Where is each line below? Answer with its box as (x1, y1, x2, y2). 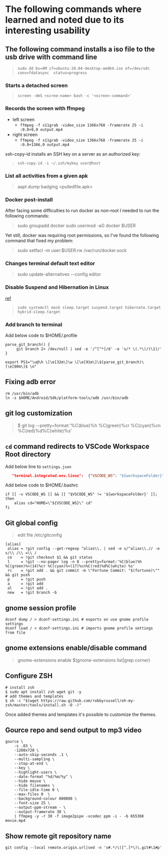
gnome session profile (5, 603, 76, 612)
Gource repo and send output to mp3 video (5, 726, 142, 735)
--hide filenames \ (14, 783, 55, 788)
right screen (12, 132, 37, 138)
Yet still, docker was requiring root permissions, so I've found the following (5, 232, 159, 238)
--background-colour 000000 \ (14, 796, 77, 801)
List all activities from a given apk (5, 172, 88, 179)
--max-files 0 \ (14, 792, 50, 797)
